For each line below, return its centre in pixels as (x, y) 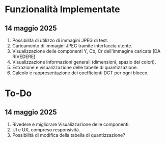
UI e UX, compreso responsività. (46, 130)
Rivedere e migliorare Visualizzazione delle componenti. (71, 124)
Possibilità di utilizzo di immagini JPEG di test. (60, 40)
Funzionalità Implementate (62, 9)
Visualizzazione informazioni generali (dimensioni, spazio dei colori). (84, 62)
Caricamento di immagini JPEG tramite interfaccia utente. (72, 46)
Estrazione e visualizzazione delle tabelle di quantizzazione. (75, 67)
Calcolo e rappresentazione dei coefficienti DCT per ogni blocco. (80, 73)
